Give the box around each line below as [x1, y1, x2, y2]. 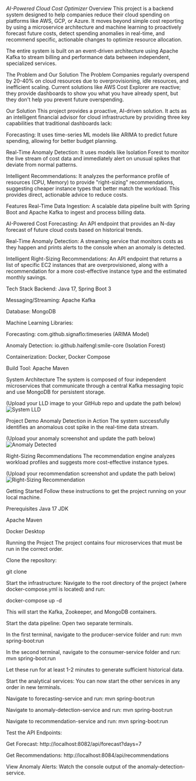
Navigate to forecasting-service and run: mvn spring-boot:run [6, 695, 155, 702]
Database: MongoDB [6, 308, 57, 315]
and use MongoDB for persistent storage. [6, 389, 106, 395]
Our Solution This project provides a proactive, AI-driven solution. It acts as [6, 108, 187, 114]
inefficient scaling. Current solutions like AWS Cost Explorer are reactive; [6, 84, 181, 90]
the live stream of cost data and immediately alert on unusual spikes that [6, 155, 181, 162]
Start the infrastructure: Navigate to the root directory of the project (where [6, 580, 187, 586]
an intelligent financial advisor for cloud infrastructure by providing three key [6, 114, 190, 121]
